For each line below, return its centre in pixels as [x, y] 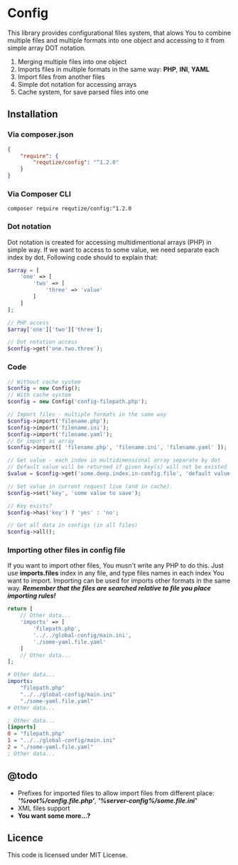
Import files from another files [61, 77]
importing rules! [32, 596]
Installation [33, 114]
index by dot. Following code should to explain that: [83, 257]
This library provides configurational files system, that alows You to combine [119, 33]
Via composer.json [40, 134]
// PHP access [28, 323]
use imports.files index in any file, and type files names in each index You [116, 573]
